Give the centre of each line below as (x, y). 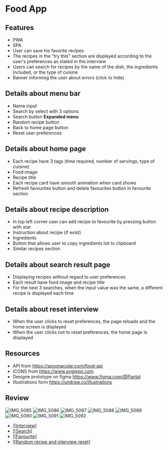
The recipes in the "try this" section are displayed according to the (82, 56)
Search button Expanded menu (45, 116)
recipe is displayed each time (43, 293)
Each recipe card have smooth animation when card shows (74, 183)
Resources (23, 354)
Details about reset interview (52, 309)
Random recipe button (36, 122)
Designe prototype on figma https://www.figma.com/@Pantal (77, 376)
